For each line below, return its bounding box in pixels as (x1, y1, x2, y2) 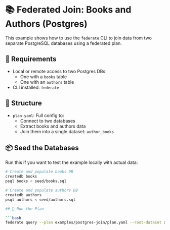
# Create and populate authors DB (5, 188, 78, 193)
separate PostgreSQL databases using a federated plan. (5, 40, 122, 46)
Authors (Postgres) (5, 18, 88, 30)
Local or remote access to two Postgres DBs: (12, 68, 107, 74)
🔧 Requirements (5, 55, 57, 64)
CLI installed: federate (12, 84, 59, 90)
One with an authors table (20, 79, 74, 85)
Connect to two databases (20, 118, 75, 124)
